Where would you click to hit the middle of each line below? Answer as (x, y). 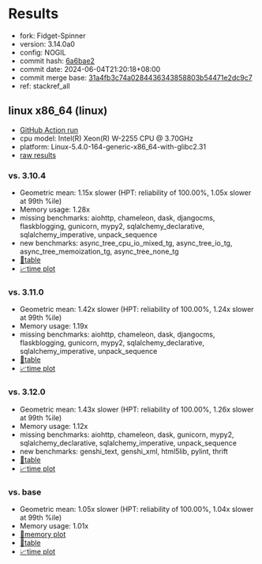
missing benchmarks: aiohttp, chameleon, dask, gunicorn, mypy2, (127, 434)
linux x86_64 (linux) (58, 111)
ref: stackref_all (45, 86)
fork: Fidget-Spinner (52, 36)
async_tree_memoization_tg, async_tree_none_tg (99, 252)
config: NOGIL (43, 52)
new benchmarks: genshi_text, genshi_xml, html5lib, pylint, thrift (124, 451)
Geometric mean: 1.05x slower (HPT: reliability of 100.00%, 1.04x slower (137, 509)
